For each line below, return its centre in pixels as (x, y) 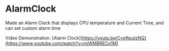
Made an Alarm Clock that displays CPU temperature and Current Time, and (84, 23)
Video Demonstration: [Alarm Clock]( (44, 38)
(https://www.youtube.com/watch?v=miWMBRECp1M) (62, 43)
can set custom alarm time (33, 28)
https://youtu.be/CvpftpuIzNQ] (114, 38)
